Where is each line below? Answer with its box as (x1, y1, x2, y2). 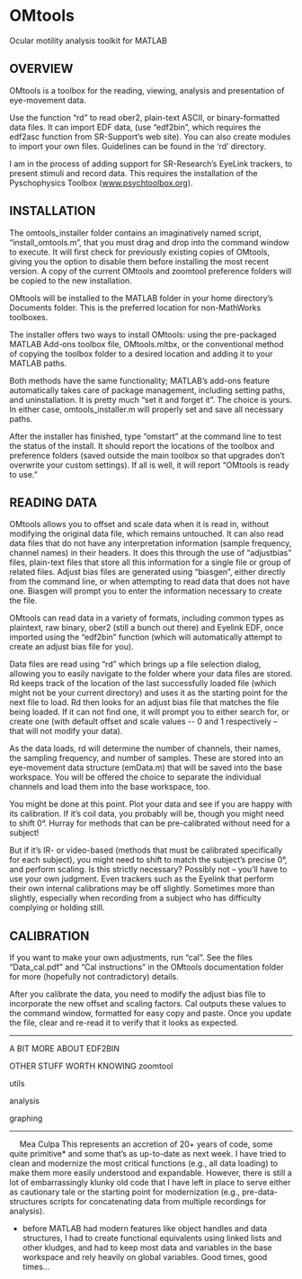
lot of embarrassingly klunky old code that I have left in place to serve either (9, 1177, 291, 1188)
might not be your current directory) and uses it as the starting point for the (9, 687, 289, 698)
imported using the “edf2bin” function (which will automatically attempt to (9, 631, 283, 643)
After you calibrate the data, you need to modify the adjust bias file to (9, 988, 266, 999)
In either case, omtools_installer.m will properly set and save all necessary (9, 404, 284, 415)
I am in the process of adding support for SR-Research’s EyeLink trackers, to (9, 158, 293, 169)
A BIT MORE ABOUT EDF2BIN (9, 1043, 120, 1054)
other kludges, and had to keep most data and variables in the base (22, 1242, 272, 1253)
